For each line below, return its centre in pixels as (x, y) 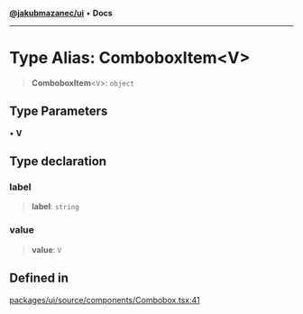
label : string (55, 207)
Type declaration (58, 162)
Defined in (39, 278)
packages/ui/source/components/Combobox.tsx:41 (105, 300)
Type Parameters (59, 111)
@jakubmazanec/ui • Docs (61, 13)
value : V (46, 249)
